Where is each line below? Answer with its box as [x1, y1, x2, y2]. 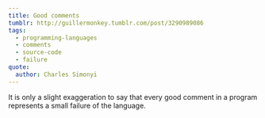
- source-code [15, 48, 62, 56]
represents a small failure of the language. [8, 101, 147, 110]
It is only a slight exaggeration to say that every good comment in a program [8, 92, 258, 101]
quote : [8, 63, 30, 71]
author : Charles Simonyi [15, 70, 98, 78]
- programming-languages [15, 33, 98, 42]
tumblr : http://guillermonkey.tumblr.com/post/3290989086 [8, 19, 204, 27]
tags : [8, 26, 26, 34]
